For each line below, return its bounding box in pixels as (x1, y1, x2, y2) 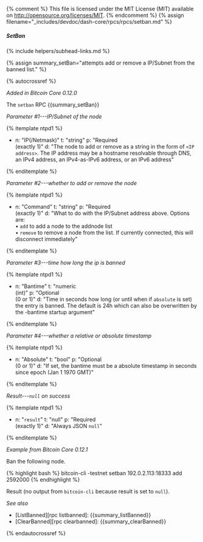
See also (6, 499, 29, 507)
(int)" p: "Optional (15, 289, 60, 296)
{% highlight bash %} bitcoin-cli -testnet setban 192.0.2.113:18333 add (6, 469, 182, 477)
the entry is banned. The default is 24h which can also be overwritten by (15, 301, 198, 309)
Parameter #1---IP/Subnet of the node (6, 113, 102, 120)
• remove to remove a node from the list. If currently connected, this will (15, 228, 193, 236)
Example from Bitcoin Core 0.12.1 (6, 446, 88, 453)
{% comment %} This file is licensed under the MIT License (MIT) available (6, 5, 194, 12)
